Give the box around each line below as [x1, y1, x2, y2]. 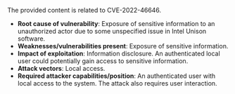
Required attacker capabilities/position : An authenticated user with [17, 72, 216, 80]
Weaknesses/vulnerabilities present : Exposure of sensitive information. [17, 42, 229, 50]
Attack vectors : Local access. [17, 65, 106, 72]
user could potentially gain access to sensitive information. [17, 57, 189, 65]
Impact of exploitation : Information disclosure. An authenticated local [17, 49, 220, 58]
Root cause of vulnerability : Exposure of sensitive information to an [17, 20, 215, 27]
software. [17, 34, 46, 43]
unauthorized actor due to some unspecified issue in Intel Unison [17, 27, 207, 35]
